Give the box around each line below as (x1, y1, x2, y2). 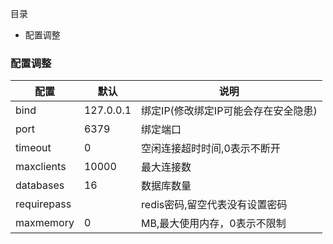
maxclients (15, 160, 67, 174)
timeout (15, 141, 52, 155)
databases (15, 178, 65, 192)
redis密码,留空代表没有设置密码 (141, 198, 288, 212)
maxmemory (15, 216, 75, 230)
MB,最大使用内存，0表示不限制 (141, 217, 287, 231)
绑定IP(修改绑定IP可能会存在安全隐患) (141, 104, 318, 118)
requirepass (15, 197, 72, 211)
